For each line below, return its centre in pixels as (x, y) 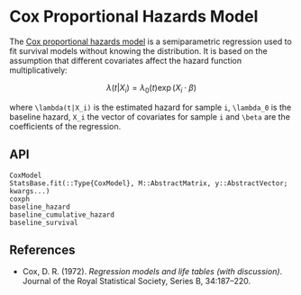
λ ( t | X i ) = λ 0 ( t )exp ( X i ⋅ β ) (151, 89)
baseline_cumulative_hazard (62, 215)
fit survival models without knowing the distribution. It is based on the (138, 50)
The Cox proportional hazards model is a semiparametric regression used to (151, 41)
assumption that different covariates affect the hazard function (126, 60)
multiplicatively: (38, 70)
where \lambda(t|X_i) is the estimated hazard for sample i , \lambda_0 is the (150, 107)
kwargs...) (30, 191)
